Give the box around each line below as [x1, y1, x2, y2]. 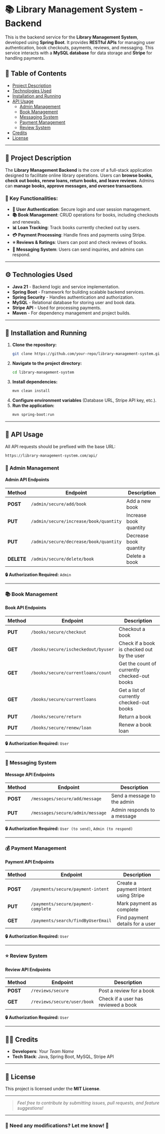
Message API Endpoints [5, 771, 55, 778]
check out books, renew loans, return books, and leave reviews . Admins [5, 177, 155, 183]
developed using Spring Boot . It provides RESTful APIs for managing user [5, 39, 155, 45]
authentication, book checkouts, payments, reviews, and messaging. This [5, 44, 154, 50]
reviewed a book [98, 1002, 137, 1009]
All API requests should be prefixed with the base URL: [5, 443, 116, 449]
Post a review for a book [98, 987, 155, 994]
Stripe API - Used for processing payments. [12, 305, 102, 311]
